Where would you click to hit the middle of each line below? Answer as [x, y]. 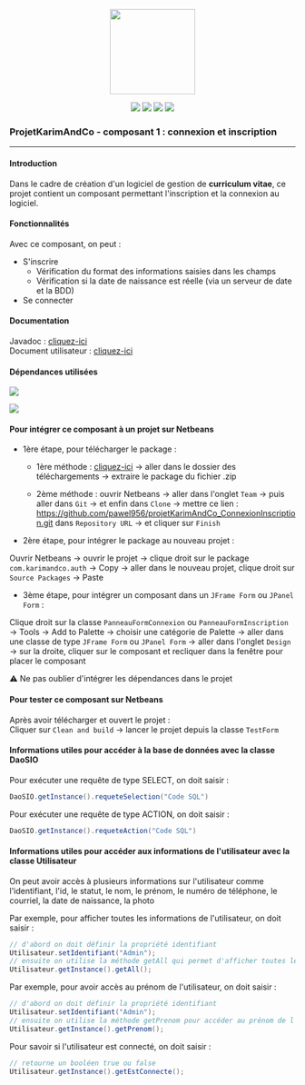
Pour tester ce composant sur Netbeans [86, 699]
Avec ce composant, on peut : [65, 244]
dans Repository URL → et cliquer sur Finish [138, 523]
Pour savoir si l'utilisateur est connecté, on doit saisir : [110, 1046]
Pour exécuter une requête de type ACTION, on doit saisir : [119, 814]
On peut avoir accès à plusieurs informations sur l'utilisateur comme [137, 881]
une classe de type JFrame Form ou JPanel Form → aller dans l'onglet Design [150, 642]
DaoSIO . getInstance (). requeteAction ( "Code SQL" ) [103, 831]
